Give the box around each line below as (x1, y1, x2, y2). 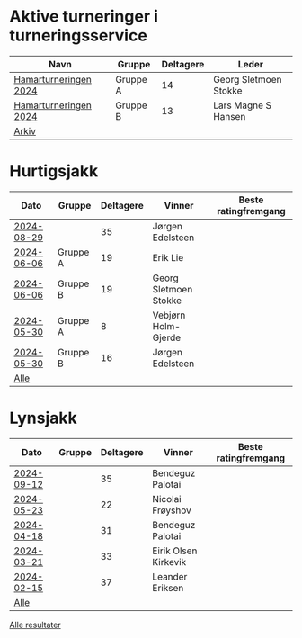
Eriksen (152, 581, 184, 594)
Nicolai (152, 492, 182, 505)
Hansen (212, 110, 246, 122)
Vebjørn (152, 309, 186, 321)
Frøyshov (152, 504, 191, 517)
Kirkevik (152, 555, 187, 568)
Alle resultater (9, 619, 61, 630)
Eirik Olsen (152, 544, 198, 557)
